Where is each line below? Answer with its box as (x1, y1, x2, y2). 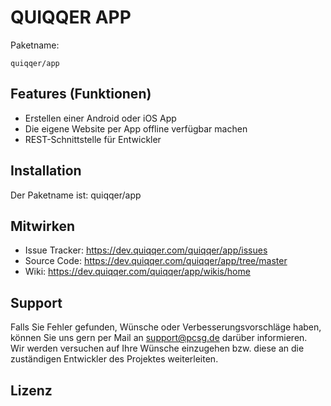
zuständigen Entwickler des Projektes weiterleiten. (10, 353, 219, 365)
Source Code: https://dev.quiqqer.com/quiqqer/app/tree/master (24, 255, 288, 267)
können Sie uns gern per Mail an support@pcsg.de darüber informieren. (10, 332, 308, 344)
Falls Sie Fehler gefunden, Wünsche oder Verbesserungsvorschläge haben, (10, 321, 322, 333)
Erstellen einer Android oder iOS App (24, 112, 177, 124)
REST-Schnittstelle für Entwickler (24, 133, 162, 145)
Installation (10, 162, 82, 180)
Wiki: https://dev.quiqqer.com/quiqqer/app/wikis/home (24, 266, 251, 278)
